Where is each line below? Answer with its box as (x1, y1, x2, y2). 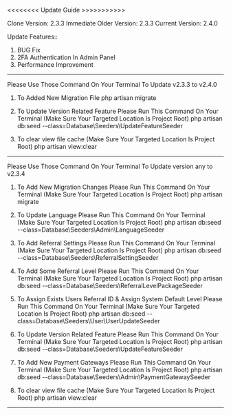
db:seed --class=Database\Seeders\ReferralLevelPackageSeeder (16, 282, 203, 290)
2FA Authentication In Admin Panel (16, 53, 115, 61)
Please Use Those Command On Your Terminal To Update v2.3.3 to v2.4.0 (7, 81, 217, 88)
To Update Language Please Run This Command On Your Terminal (16, 211, 206, 219)
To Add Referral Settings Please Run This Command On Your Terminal (16, 239, 215, 247)
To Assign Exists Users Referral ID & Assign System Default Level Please (16, 295, 223, 303)
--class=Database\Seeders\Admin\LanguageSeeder (16, 225, 165, 234)
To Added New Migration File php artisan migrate (16, 94, 157, 102)
